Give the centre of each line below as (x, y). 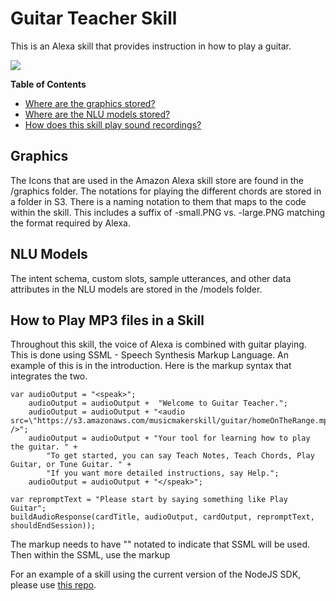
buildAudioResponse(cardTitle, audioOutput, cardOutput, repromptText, (162, 517)
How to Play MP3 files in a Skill (107, 320)
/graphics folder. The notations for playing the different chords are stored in (166, 191)
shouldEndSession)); (53, 526)
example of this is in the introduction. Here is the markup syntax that (151, 366)
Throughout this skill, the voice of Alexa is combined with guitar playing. (158, 344)
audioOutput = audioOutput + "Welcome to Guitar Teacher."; (158, 403)
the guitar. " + (44, 447)
